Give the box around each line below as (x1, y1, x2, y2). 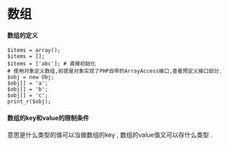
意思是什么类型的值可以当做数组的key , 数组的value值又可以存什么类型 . (7, 130, 213, 139)
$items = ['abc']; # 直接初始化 (7, 60, 96, 67)
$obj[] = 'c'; (7, 92, 49, 99)
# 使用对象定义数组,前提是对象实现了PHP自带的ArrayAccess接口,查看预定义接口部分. (7, 67, 222, 75)
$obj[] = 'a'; (7, 80, 49, 87)
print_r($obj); (7, 98, 52, 105)
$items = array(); (7, 47, 61, 54)
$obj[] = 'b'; (7, 86, 49, 93)
